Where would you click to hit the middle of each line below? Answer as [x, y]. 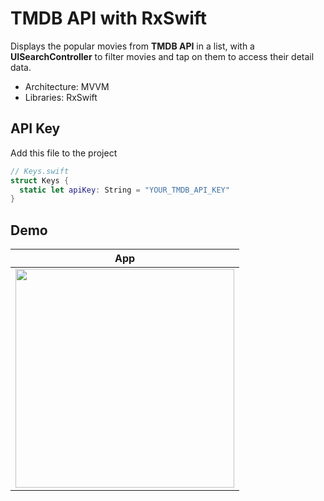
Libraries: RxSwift [61, 97]
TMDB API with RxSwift [109, 18]
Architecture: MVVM [67, 86]
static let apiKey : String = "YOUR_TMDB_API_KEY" [124, 190]
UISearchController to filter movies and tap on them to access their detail [162, 56]
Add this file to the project [64, 153]
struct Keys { [40, 180]
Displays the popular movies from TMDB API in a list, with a [132, 46]
